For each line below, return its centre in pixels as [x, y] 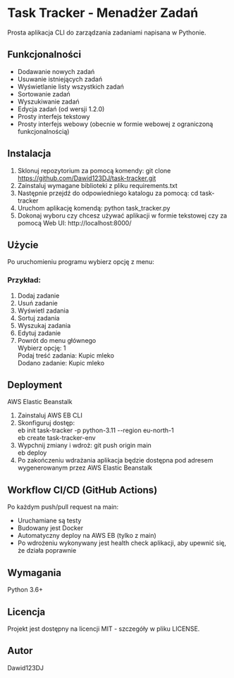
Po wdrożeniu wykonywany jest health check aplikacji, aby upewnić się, [122, 543]
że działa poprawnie [47, 551]
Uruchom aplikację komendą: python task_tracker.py [94, 208]
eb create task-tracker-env [57, 438]
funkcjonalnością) [43, 131]
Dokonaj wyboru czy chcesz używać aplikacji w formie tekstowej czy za [122, 215]
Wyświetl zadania [43, 310]
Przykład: [24, 280]
